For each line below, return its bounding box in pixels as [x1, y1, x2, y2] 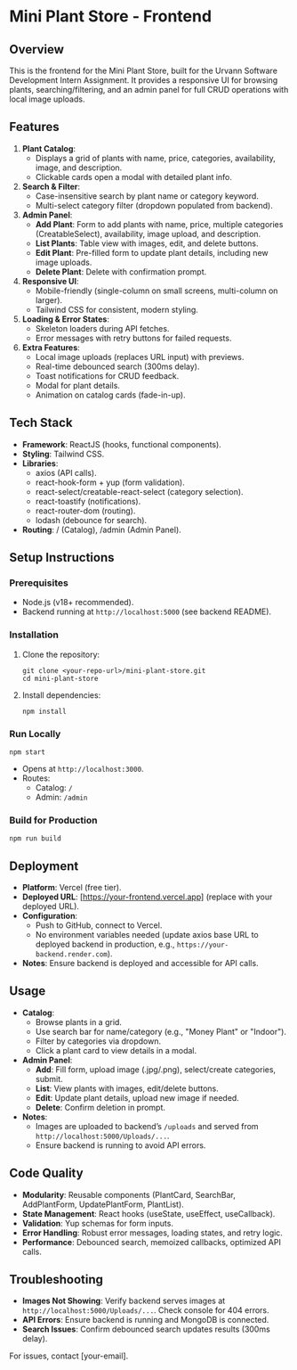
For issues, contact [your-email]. [9, 1350, 129, 1361]
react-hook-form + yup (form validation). [35, 477, 185, 488]
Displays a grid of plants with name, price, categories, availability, [35, 152, 276, 163]
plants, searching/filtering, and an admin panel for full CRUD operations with [9, 85, 289, 94]
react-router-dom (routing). [35, 505, 136, 516]
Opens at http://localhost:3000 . [21, 763, 144, 774]
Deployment [9, 858, 79, 874]
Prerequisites [9, 577, 68, 589]
